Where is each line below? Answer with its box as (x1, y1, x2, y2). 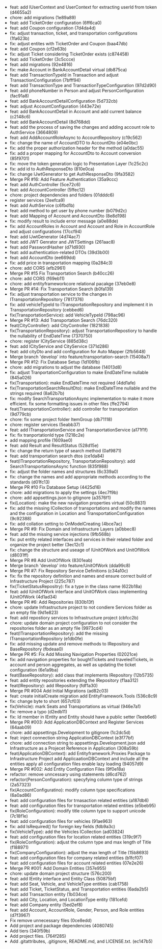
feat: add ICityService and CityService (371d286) (9, 343, 109, 349)
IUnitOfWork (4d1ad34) (9, 594, 57, 600)
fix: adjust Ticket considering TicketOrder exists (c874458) (9, 51, 129, 57)
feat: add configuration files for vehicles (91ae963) (9, 818, 112, 824)
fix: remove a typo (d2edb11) (9, 709, 68, 714)
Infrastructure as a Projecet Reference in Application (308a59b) (9, 745, 139, 751)
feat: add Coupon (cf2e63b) (9, 46, 67, 52)
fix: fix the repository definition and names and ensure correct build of (9, 573, 152, 579)
